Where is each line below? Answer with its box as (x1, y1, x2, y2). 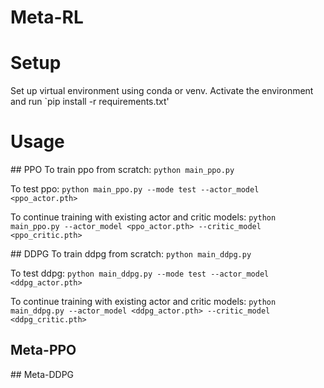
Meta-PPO (10, 342, 77, 359)
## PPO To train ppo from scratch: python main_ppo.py (10, 164, 235, 176)
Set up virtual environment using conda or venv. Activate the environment (10, 85, 314, 97)
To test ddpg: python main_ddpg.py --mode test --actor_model (10, 267, 270, 280)
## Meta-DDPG (10, 368, 75, 380)
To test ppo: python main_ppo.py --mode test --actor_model (10, 183, 260, 195)
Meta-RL (10, 6, 84, 29)
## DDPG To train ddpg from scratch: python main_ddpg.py (10, 248, 252, 260)
